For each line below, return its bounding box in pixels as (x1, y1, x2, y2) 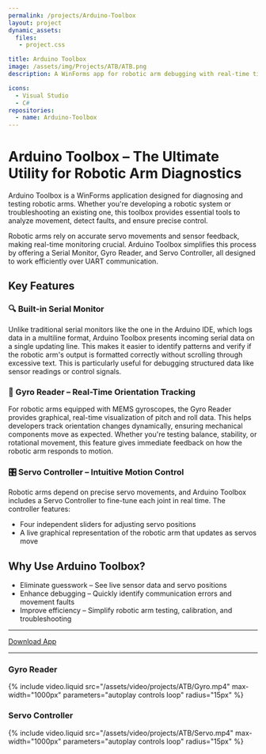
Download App (8, 637, 57, 646)
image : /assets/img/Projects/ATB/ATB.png (8, 63, 147, 71)
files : (15, 33, 37, 42)
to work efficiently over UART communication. (8, 256, 158, 266)
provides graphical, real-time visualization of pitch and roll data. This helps (8, 413, 252, 422)
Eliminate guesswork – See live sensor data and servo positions (19, 581, 227, 590)
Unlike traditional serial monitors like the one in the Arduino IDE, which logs (8, 324, 253, 334)
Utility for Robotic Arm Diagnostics (8, 165, 242, 183)
